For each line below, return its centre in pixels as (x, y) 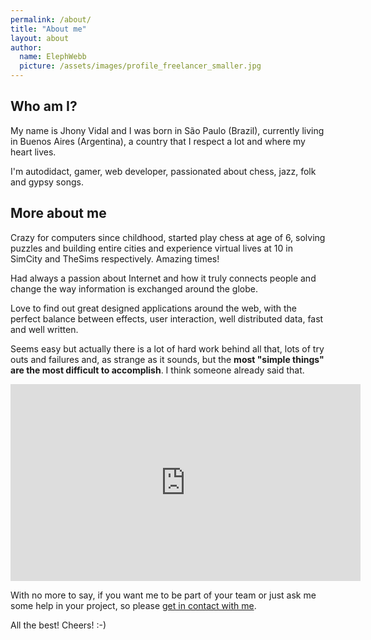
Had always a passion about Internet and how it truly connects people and (163, 278)
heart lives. (33, 152)
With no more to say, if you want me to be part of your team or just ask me (163, 595)
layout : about (40, 38)
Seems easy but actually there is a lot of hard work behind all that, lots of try (167, 348)
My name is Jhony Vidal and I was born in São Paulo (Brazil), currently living (167, 130)
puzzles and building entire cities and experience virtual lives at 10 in (151, 248)
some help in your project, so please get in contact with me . (133, 605)
